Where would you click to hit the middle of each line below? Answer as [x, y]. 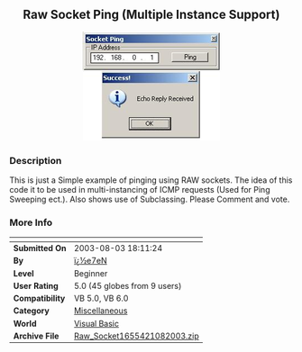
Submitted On [40, 248]
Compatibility [39, 298]
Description [36, 160]
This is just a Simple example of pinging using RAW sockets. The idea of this [151, 180]
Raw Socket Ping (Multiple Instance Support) [151, 15]
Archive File [36, 336]
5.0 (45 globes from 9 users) [128, 285]
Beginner [91, 273]
